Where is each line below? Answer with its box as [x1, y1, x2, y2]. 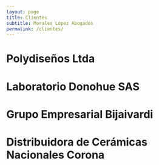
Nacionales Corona [6, 148, 105, 161]
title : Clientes [6, 15, 47, 21]
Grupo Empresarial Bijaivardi [6, 107, 154, 121]
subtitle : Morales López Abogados [6, 20, 94, 26]
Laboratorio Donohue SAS [6, 79, 140, 93]
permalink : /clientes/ [6, 25, 64, 32]
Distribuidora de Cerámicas [6, 135, 147, 149]
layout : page [6, 8, 39, 15]
